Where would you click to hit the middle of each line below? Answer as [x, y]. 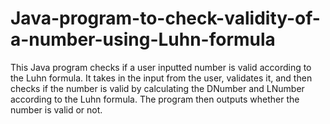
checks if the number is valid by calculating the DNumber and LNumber [157, 88]
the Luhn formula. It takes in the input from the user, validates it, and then [161, 78]
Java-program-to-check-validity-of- [165, 18]
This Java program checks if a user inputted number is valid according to [161, 67]
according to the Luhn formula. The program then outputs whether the [155, 99]
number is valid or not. [56, 109]
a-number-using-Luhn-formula [143, 39]
